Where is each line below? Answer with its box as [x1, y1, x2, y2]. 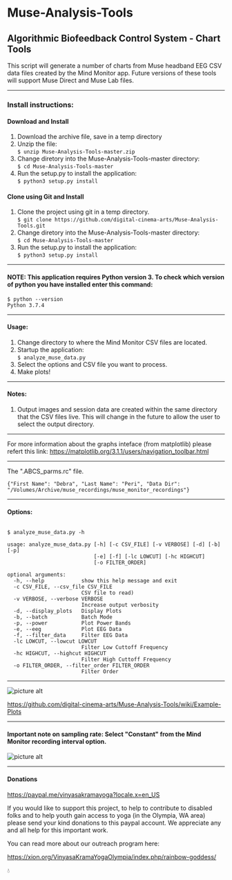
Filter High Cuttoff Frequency [81, 656, 171, 663]
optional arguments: [7, 571, 67, 578]
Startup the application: [17, 345, 84, 354]
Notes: [7, 389, 28, 398]
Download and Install [7, 117, 69, 125]
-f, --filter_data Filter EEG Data [13, 632, 128, 639]
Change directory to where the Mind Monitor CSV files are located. [17, 338, 207, 347]
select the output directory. [17, 420, 95, 428]
